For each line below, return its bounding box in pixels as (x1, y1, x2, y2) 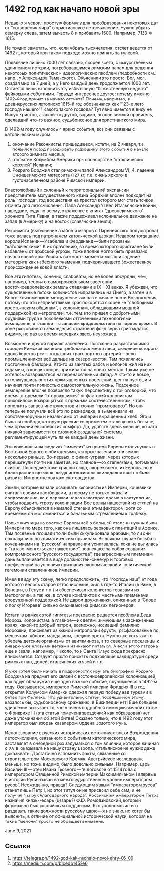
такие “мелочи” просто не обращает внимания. (5, 818, 104, 824)
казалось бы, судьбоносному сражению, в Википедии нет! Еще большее (5, 699, 158, 705)
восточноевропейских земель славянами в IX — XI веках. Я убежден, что (5, 284, 158, 290)
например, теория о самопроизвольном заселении (5, 278, 113, 285)
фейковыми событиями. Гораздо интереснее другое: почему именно (5, 91, 150, 97)
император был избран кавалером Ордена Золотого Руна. (5, 720, 128, 726)
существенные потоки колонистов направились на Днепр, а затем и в (5, 289, 152, 295)
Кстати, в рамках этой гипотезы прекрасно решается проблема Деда (5, 612, 151, 618)
